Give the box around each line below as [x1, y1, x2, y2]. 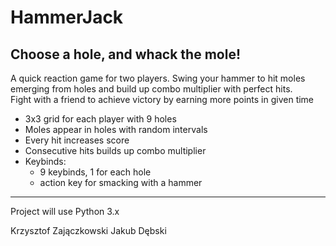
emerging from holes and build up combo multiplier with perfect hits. [10, 83, 293, 95]
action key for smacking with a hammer [39, 177, 203, 188]
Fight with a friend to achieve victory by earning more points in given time [10, 94, 315, 105]
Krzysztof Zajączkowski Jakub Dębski [10, 225, 167, 236]
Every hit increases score [24, 134, 130, 146]
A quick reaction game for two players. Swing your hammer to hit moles [10, 72, 306, 84]
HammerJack [10, 6, 124, 29]
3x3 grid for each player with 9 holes [24, 113, 177, 125]
